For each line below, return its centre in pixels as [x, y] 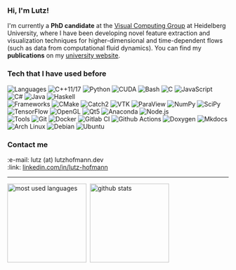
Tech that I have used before [57, 74]
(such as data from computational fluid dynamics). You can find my [104, 48]
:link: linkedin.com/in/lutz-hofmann [58, 167]
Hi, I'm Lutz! [28, 11]
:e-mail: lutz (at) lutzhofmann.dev [55, 159]
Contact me [28, 144]
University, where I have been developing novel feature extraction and [109, 33]
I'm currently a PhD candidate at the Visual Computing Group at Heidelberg [117, 26]
